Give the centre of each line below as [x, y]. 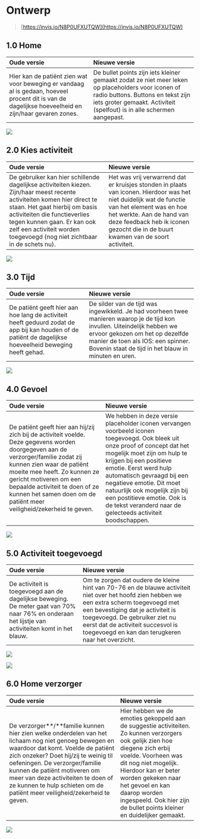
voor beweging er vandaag [47, 83]
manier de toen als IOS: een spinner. [140, 341]
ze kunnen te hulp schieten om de [57, 785]
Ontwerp [29, 10]
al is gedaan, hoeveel [39, 91]
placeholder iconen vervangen [148, 424]
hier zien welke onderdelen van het [58, 733]
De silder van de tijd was [123, 304]
